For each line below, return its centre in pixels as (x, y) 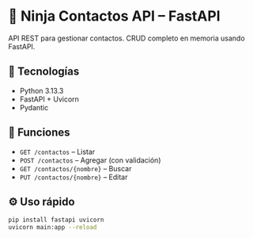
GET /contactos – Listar (57, 152)
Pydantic (34, 107)
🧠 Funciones (39, 133)
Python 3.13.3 (42, 90)
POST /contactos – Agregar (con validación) (90, 160)
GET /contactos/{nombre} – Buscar (76, 168)
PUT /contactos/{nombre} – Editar (74, 177)
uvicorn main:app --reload (53, 228)
